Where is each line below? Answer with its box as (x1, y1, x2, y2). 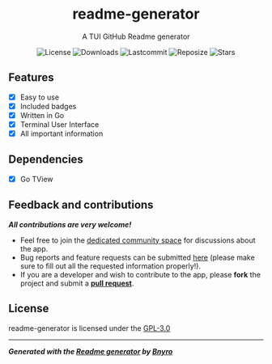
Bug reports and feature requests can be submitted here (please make (19, 252, 255, 262)
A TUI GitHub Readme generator (82, 32, 190, 41)
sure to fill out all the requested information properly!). (19, 260, 201, 271)
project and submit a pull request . (19, 278, 134, 288)
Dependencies (8, 153, 83, 167)
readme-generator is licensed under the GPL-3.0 (8, 323, 171, 332)
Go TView (19, 174, 54, 184)
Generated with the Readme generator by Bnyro (8, 346, 173, 356)
